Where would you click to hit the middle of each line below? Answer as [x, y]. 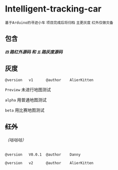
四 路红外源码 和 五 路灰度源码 [34, 52]
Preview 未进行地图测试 [28, 89]
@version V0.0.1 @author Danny [43, 155]
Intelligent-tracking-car [53, 9]
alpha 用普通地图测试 [26, 99]
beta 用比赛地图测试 [25, 110]
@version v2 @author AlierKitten [49, 163]
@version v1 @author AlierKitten [49, 80]
